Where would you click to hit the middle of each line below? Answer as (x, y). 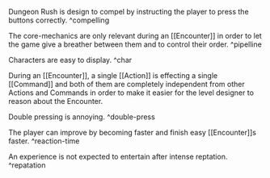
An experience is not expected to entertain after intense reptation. (118, 157)
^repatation (27, 165)
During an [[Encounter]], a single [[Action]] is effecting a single (113, 75)
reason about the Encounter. (56, 101)
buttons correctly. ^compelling (59, 20)
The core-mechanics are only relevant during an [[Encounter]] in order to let (135, 36)
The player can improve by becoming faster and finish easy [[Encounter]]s (133, 132)
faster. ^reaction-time (44, 141)
